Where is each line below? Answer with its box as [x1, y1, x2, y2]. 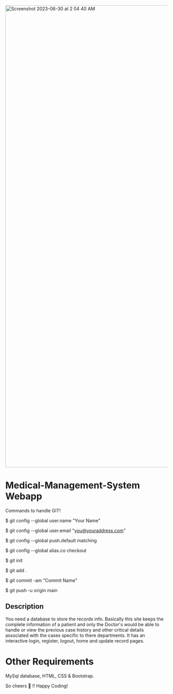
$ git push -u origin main [5, 587, 58, 593]
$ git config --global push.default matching [5, 537, 97, 543]
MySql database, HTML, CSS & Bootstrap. [5, 672, 94, 679]
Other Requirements [5, 655, 94, 667]
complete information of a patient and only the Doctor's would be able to [5, 621, 160, 627]
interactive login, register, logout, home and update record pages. [5, 637, 145, 644]
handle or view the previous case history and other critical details [5, 627, 144, 633]
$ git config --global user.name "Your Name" [5, 517, 101, 524]
